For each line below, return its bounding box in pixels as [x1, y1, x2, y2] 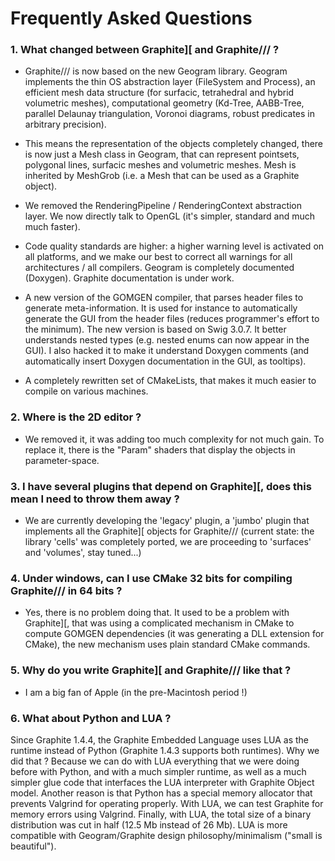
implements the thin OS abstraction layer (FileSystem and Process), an [24, 76, 316, 88]
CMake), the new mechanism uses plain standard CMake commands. [24, 638, 311, 651]
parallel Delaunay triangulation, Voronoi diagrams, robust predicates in [24, 108, 315, 120]
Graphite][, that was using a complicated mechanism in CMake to [24, 617, 295, 629]
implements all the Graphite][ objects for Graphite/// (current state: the [24, 525, 315, 537]
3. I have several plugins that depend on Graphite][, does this [10, 479, 312, 493]
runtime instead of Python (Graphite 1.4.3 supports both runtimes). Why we [10, 744, 320, 756]
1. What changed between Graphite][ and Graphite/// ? [10, 43, 280, 57]
